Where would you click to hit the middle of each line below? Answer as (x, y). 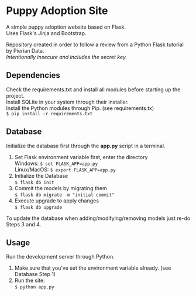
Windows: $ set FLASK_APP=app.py (56, 163)
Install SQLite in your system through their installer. (67, 102)
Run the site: (30, 280)
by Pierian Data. (25, 50)
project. (16, 95)
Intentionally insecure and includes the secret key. (67, 57)
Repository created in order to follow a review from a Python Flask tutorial (95, 44)
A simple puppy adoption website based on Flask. (66, 27)
